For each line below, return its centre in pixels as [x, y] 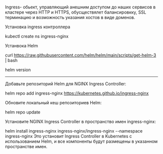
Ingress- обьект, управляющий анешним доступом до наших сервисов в [81, 7]
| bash [11, 60]
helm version [18, 70]
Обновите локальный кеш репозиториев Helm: [53, 103]
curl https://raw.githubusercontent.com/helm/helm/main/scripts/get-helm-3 [81, 55]
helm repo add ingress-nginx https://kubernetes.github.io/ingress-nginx [77, 93]
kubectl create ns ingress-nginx [37, 36]
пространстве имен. [26, 146]
